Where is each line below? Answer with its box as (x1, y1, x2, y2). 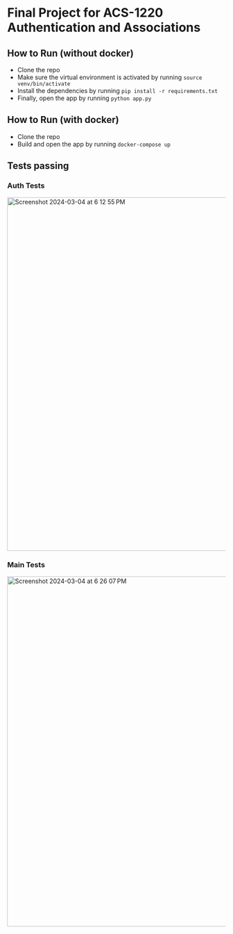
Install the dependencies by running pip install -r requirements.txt (17, 87, 218, 95)
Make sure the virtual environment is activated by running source (17, 73, 202, 81)
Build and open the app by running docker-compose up (17, 140, 171, 148)
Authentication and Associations (7, 19, 201, 35)
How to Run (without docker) (7, 47, 134, 59)
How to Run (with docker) (7, 114, 119, 126)
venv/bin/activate (17, 81, 71, 88)
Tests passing (7, 160, 69, 172)
